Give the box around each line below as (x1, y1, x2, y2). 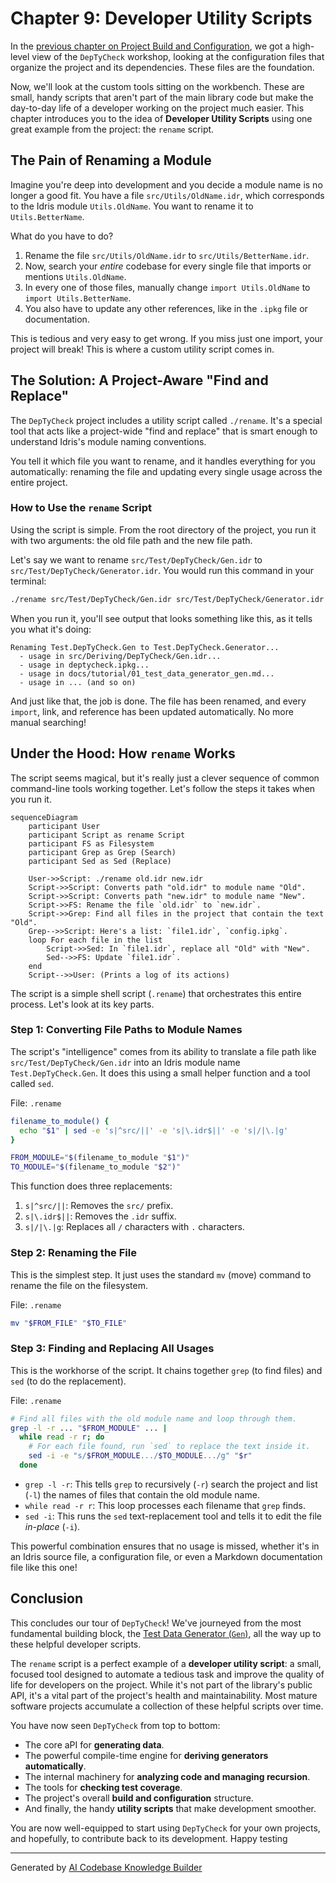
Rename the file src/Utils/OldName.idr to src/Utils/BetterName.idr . (24, 249, 310, 261)
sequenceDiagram (10, 812, 78, 822)
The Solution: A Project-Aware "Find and (10, 372, 269, 389)
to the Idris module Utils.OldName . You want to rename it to (10, 200, 254, 212)
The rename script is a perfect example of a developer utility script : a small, (10, 1657, 322, 1669)
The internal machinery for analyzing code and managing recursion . (24, 1770, 311, 1782)
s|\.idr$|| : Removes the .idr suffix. (24, 1210, 177, 1222)
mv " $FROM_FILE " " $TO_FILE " (10, 1318, 128, 1328)
